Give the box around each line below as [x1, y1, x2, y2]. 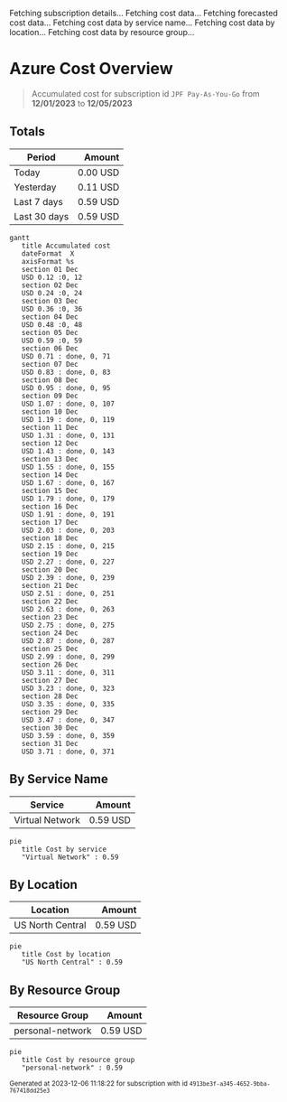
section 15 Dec [21, 486, 79, 495]
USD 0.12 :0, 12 [21, 273, 83, 282]
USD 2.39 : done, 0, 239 [21, 573, 116, 582]
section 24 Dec [21, 628, 79, 638]
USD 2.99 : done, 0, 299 [21, 652, 116, 661]
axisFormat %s [21, 257, 75, 266]
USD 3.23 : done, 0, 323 [21, 684, 116, 693]
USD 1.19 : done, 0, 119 [21, 415, 116, 424]
